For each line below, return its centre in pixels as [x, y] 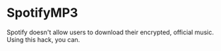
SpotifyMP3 [42, 13]
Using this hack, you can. [43, 39]
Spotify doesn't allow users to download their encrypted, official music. [110, 32]
